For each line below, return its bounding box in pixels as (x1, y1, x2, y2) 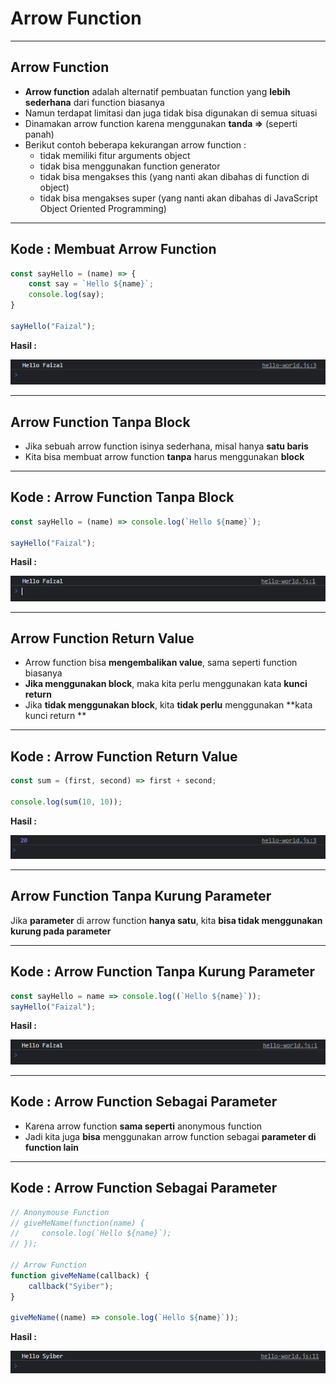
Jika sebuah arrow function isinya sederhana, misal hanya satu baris (24, 440, 309, 452)
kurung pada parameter (10, 925, 112, 937)
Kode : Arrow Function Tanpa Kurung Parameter (10, 963, 316, 981)
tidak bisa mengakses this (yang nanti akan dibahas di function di (39, 170, 310, 182)
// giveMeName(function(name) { (10, 1218, 145, 1228)
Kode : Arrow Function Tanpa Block (10, 489, 235, 506)
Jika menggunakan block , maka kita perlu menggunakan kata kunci (24, 678, 308, 690)
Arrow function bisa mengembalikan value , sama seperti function (24, 657, 298, 669)
